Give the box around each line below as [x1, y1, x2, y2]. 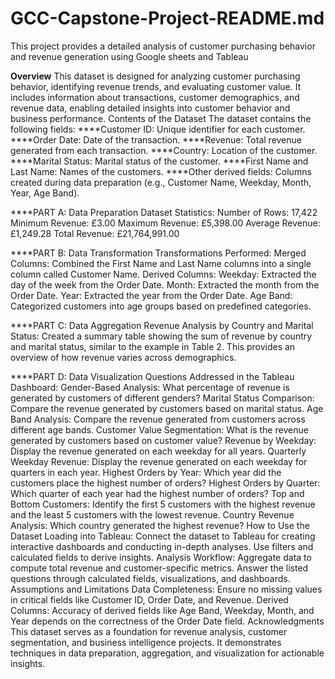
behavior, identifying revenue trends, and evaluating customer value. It [10, 80, 302, 92]
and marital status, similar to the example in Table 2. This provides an [10, 340, 296, 352]
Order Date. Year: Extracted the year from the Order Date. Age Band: [10, 289, 293, 301]
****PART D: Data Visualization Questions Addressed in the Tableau [10, 370, 295, 382]
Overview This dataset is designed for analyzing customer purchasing [10, 70, 301, 82]
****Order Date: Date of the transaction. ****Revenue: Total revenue [10, 133, 302, 146]
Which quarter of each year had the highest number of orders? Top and [10, 487, 305, 499]
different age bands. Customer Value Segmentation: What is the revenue [10, 423, 309, 436]
